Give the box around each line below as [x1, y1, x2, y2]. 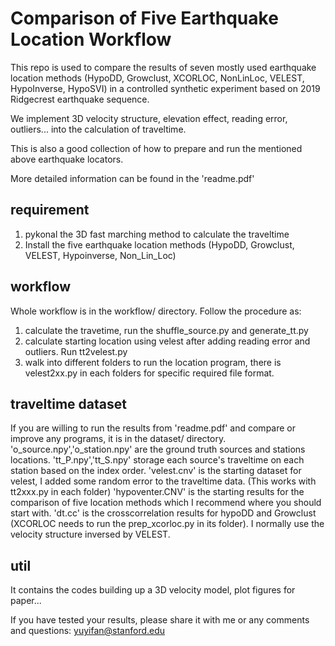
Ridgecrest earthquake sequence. [10, 93, 150, 105]
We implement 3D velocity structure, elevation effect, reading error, [10, 112, 288, 124]
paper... [10, 595, 42, 607]
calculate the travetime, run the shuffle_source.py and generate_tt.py [24, 324, 309, 336]
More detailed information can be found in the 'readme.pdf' [10, 172, 255, 184]
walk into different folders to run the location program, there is [24, 356, 282, 368]
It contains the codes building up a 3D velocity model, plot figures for [10, 584, 296, 596]
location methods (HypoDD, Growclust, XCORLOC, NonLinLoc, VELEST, [10, 72, 305, 84]
